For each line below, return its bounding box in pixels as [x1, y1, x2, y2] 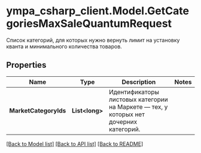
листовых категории [108, 95, 169, 104]
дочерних [108, 117, 138, 126]
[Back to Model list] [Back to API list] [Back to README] [6, 140, 144, 147]
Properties [6, 60, 47, 70]
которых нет [108, 110, 145, 118]
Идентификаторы [108, 88, 160, 96]
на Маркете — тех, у [108, 102, 168, 111]
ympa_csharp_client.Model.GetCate [6, 4, 190, 18]
